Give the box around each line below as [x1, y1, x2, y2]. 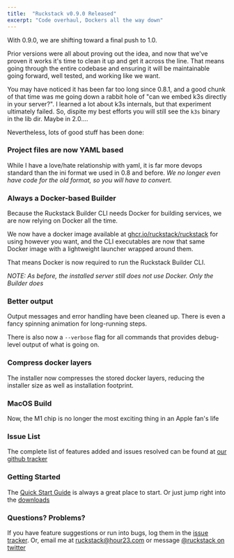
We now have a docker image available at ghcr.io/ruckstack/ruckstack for [7, 230, 218, 239]
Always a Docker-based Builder [7, 193, 116, 202]
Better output [7, 296, 54, 306]
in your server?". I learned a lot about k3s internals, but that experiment [7, 99, 212, 108]
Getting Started [7, 472, 61, 482]
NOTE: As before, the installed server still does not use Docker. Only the [7, 272, 214, 280]
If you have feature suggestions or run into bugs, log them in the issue [7, 528, 209, 536]
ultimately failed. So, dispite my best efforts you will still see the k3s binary [7, 107, 221, 115]
